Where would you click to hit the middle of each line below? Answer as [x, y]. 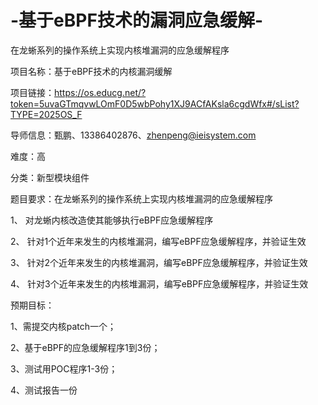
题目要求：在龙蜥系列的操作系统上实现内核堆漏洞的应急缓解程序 [141, 198]
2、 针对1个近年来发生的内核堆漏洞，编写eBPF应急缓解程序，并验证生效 [158, 241]
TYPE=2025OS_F [46, 114]
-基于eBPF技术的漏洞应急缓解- [136, 20]
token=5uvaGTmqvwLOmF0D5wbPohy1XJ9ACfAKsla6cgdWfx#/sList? [155, 103]
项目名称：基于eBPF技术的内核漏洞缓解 [91, 71]
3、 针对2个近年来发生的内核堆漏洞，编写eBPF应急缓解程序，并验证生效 [159, 262]
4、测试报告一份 [44, 390]
